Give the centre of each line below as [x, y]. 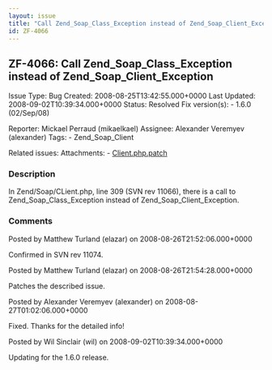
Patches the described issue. [57, 286]
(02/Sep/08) [29, 113]
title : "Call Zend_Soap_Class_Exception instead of [97, 23]
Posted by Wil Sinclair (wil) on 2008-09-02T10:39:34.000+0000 [116, 342]
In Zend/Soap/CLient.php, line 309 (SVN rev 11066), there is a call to [122, 192]
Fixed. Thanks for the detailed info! [67, 325]
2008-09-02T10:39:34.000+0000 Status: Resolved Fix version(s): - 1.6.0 [130, 104]
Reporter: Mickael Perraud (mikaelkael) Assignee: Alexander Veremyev [127, 129]
